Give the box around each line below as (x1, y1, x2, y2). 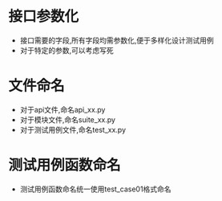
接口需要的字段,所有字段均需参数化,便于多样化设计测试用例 (19, 35, 214, 45)
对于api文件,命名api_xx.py (19, 105, 106, 114)
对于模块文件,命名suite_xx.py (19, 114, 116, 125)
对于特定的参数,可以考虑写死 (19, 45, 114, 55)
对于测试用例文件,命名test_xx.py (19, 125, 127, 134)
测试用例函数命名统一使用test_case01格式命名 (19, 184, 172, 194)
